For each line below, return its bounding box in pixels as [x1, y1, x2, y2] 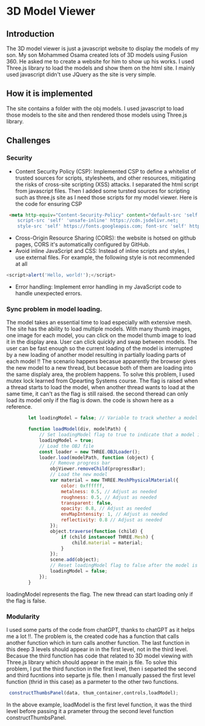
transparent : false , [60, 500, 113, 506]
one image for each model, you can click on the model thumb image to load [6, 332, 196, 339]
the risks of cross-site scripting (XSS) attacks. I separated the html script [15, 180, 199, 188]
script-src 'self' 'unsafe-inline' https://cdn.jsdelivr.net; [17, 218, 179, 224]
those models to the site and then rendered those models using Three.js [6, 111, 187, 119]
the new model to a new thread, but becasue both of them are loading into [6, 364, 193, 372]
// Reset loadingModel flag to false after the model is [49, 562, 198, 569]
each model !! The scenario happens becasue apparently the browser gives [6, 358, 196, 365]
